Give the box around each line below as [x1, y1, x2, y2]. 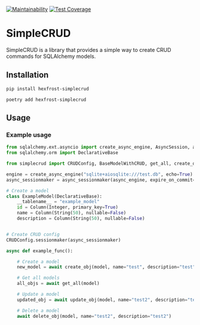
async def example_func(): [6, 248, 73, 254]
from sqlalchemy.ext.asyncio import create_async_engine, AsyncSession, [6, 144, 190, 151]
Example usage [6, 130, 52, 139]
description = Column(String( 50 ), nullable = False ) [17, 216, 145, 222]
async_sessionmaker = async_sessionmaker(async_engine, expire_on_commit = [6, 177, 196, 183]
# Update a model [17, 292, 60, 298]
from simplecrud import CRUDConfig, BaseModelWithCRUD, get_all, [6, 161, 171, 167]
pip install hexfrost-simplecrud [6, 85, 89, 92]
